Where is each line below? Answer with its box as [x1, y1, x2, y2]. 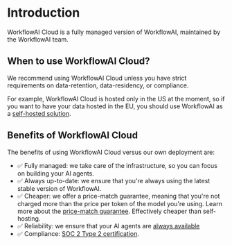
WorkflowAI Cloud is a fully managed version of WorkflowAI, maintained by [7, 28, 221, 36]
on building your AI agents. [17, 169, 95, 178]
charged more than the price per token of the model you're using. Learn [17, 199, 223, 208]
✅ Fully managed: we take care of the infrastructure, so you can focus [17, 161, 218, 169]
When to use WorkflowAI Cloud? [7, 56, 150, 67]
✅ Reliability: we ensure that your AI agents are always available [17, 221, 200, 230]
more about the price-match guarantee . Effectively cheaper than [17, 207, 202, 215]
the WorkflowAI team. [7, 35, 69, 43]
